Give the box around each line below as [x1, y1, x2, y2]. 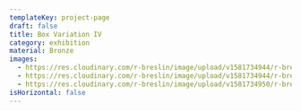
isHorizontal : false [9, 88, 87, 97]
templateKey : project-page [9, 13, 110, 22]
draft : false [9, 21, 58, 30]
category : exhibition [9, 38, 90, 47]
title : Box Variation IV [9, 30, 102, 38]
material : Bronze [9, 47, 74, 55]
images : [9, 55, 39, 64]
